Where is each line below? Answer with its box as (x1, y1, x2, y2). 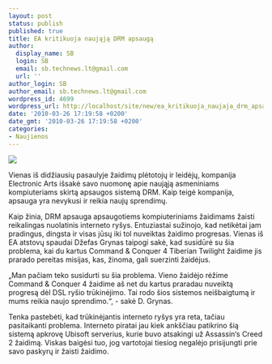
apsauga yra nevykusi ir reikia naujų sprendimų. (8, 195, 168, 205)
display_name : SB (15, 49, 74, 58)
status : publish (8, 19, 63, 28)
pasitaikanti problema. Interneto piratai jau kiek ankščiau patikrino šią (8, 320, 239, 330)
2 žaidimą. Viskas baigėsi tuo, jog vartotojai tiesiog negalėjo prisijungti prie (8, 337, 257, 347)
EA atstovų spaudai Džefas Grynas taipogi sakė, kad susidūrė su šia (8, 237, 235, 247)
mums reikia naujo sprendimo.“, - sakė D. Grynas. (8, 296, 173, 306)
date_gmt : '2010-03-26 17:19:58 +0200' (8, 118, 143, 126)
